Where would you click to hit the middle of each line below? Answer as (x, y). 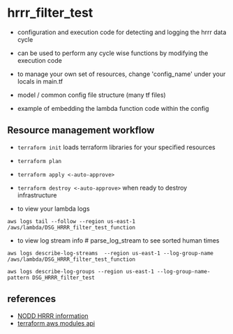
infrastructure (37, 195)
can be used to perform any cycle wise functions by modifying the (113, 53)
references (32, 299)
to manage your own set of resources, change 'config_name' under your (121, 74)
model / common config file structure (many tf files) (91, 95)
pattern (18, 278)
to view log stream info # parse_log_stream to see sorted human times (118, 240)
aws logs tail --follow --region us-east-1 (72, 221)
